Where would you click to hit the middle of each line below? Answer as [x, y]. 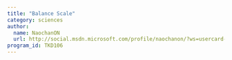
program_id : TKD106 [35, 46]
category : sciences [35, 20]
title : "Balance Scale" [41, 13]
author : [18, 26]
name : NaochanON [37, 33]
